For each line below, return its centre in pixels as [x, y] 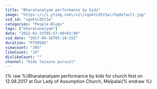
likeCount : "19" [22, 52]
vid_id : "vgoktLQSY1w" [29, 19]
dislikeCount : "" [24, 57]
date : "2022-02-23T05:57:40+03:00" [43, 33]
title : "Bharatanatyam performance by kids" [53, 10]
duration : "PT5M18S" [27, 43]
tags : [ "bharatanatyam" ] [31, 29]
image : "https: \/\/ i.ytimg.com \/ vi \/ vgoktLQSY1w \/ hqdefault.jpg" [75, 15]
